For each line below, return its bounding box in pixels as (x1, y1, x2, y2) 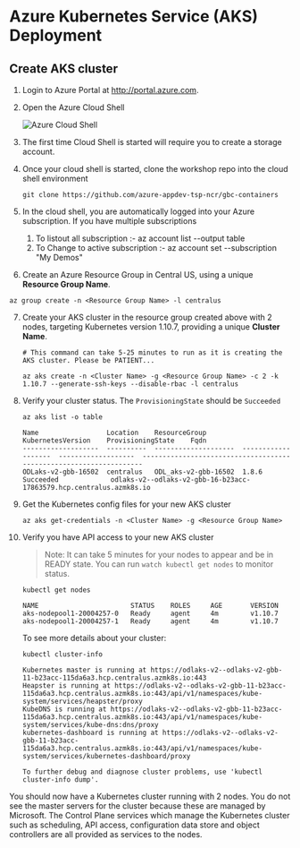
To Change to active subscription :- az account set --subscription (35, 243, 277, 253)
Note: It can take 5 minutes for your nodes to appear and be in (44, 549, 274, 560)
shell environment (21, 173, 88, 184)
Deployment (9, 25, 103, 46)
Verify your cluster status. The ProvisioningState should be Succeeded (21, 396, 281, 406)
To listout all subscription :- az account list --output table (35, 233, 246, 244)
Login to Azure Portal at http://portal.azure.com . (21, 85, 199, 95)
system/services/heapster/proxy (21, 697, 143, 706)
